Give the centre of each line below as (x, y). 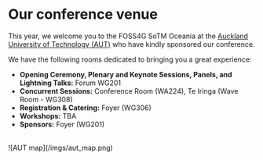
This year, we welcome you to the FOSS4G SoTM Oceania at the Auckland (128, 36)
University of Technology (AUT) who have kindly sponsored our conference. (131, 44)
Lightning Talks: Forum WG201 (70, 83)
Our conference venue (83, 14)
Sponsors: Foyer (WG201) (62, 124)
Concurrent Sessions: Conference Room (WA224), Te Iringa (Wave (129, 91)
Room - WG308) (46, 99)
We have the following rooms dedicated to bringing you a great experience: (130, 59)
